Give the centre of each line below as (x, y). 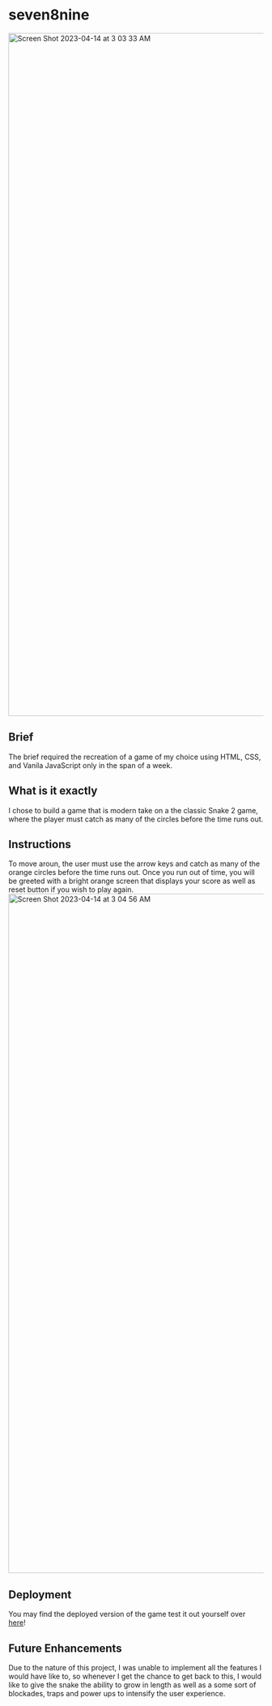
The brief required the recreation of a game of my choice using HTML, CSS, (135, 757)
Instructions (40, 844)
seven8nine (49, 15)
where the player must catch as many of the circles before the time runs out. (136, 819)
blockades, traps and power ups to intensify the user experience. (117, 1693)
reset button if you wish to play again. (71, 889)
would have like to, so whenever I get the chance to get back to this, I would (135, 1676)
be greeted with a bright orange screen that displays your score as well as (132, 881)
